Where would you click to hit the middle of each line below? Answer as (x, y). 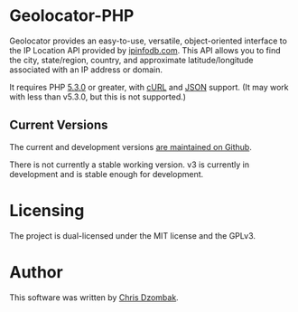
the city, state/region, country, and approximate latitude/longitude (131, 60)
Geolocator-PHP (72, 16)
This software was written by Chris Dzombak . (94, 297)
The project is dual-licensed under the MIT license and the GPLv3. (132, 235)
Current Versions (59, 125)
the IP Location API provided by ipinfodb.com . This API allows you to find (145, 50)
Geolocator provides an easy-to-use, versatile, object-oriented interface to (148, 41)
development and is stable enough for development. (107, 174)
